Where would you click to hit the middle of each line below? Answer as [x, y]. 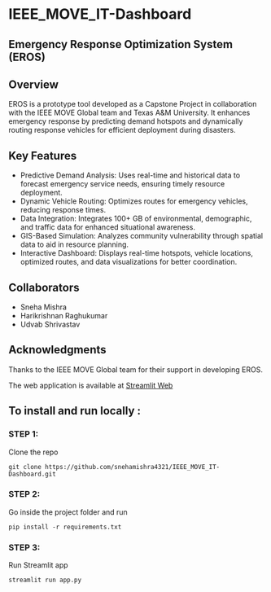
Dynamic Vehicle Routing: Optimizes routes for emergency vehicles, [134, 201]
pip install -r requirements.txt [65, 527]
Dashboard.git [33, 474]
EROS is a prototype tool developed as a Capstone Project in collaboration [133, 104]
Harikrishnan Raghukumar [64, 316]
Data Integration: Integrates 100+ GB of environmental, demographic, [136, 219]
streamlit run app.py [45, 580]
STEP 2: [24, 494]
